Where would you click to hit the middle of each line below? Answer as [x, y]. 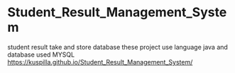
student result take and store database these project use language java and [118, 47]
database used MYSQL [41, 55]
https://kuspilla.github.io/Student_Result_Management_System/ [100, 62]
